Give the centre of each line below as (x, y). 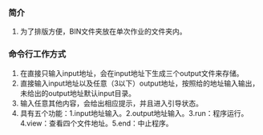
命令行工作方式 (37, 54)
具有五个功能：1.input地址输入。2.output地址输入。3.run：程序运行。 (134, 113)
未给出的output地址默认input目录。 (78, 93)
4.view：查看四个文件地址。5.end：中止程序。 (96, 123)
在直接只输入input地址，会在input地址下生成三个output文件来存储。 (131, 73)
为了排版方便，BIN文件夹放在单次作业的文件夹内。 (103, 32)
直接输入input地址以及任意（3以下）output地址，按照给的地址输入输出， (140, 83)
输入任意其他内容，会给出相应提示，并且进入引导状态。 (111, 103)
